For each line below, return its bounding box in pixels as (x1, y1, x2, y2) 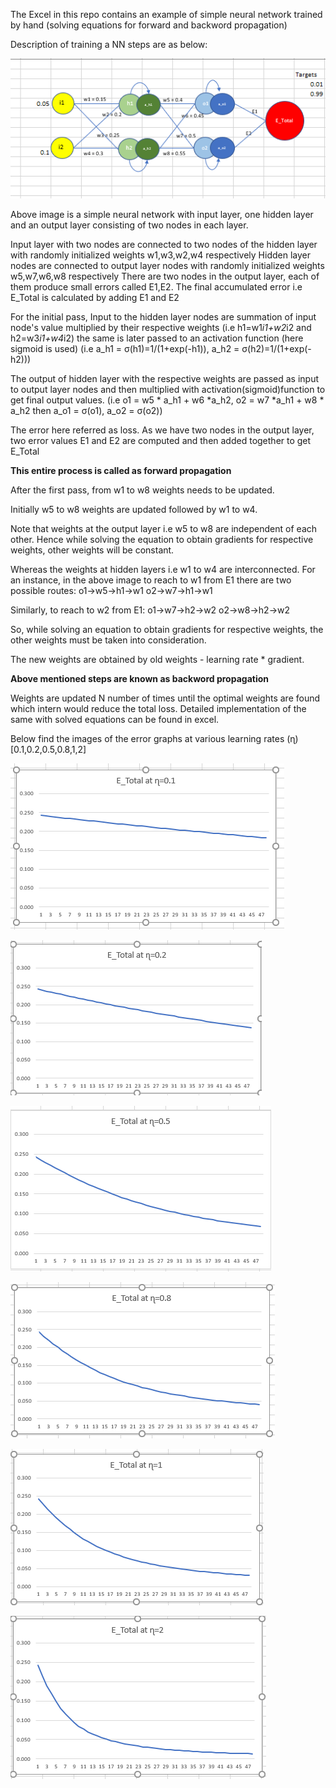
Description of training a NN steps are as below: (10, 39, 208, 50)
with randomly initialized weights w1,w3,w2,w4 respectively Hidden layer (10, 249, 311, 261)
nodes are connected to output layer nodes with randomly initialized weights (10, 259, 325, 271)
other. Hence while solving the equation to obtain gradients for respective (10, 533, 314, 545)
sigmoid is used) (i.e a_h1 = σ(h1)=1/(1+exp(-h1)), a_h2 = (10, 342, 240, 354)
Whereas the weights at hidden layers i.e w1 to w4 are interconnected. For (10, 563, 316, 575)
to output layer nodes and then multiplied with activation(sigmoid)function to (10, 383, 326, 395)
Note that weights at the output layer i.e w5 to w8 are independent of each (10, 522, 318, 534)
